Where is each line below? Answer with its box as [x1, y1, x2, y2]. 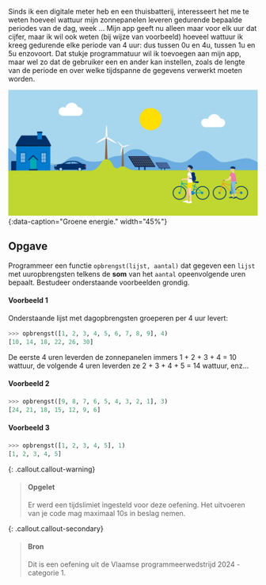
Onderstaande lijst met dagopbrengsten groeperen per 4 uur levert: [8, 313, 228, 323]
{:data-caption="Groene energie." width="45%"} [8, 216, 168, 226]
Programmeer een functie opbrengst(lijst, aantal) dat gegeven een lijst [8, 261, 256, 270]
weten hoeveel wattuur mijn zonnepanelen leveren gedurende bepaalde [8, 15, 243, 25]
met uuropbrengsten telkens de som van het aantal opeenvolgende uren [8, 269, 246, 278]
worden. [8, 75, 36, 83]
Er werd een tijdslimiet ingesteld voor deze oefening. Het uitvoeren [27, 499, 245, 510]
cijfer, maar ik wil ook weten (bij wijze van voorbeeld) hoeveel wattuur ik [8, 32, 244, 41]
